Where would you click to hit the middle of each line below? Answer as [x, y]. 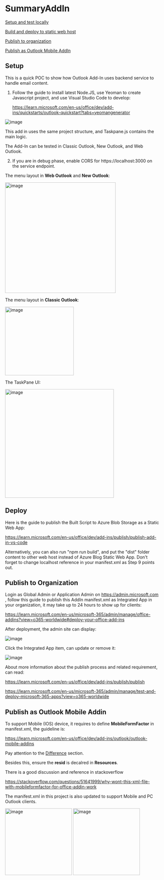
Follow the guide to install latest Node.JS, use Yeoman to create [76, 92]
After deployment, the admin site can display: [51, 629]
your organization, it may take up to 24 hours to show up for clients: [73, 605]
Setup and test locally [27, 22]
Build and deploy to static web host [41, 31]
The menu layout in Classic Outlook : [42, 300]
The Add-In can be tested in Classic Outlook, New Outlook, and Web [74, 146]
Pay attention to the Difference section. [45, 753]
